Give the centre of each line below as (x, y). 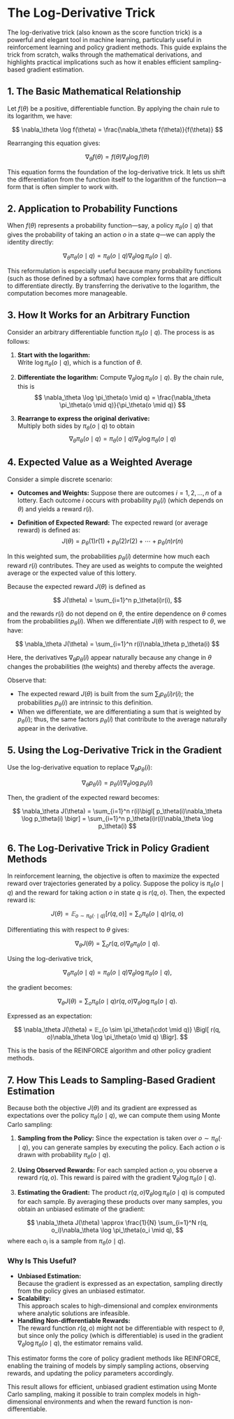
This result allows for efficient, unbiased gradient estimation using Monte (112, 1387)
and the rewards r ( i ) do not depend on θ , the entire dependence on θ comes (117, 614)
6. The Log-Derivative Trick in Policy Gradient (108, 848)
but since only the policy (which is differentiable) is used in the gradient (120, 1336)
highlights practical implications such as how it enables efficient (99, 62)
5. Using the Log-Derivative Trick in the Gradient (115, 750)
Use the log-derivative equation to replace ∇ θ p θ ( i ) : (80, 768)
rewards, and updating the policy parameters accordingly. (90, 1373)
